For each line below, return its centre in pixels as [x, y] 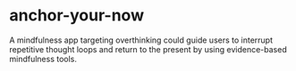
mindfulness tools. [43, 59]
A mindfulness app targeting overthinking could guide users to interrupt [141, 40]
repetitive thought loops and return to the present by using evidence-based [148, 49]
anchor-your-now [77, 16]
